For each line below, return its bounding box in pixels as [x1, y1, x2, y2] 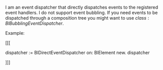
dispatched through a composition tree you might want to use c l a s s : [5, 15, 149, 21]
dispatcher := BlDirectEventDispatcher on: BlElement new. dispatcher [5, 50, 150, 55]
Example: [5, 30, 25, 36]
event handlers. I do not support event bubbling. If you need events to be [5, 10, 158, 16]
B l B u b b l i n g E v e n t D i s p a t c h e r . [5, 20, 64, 26]
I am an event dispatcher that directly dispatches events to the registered [5, 5, 158, 10]
